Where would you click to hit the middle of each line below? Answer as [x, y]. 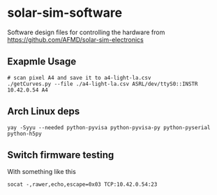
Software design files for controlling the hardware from [86, 32]
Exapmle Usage [42, 62]
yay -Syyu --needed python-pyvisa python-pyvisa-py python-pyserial [109, 127]
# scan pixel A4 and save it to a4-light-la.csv [79, 78]
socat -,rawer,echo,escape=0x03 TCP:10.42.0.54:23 [82, 185]
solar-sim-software [65, 13]
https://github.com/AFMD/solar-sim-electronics [76, 39]
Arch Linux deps [44, 111]
